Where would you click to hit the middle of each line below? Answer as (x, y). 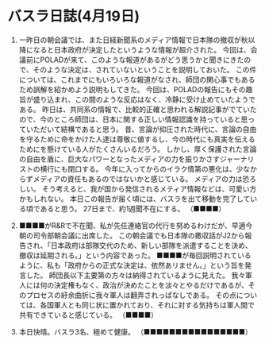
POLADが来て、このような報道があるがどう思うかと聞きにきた (142, 60)
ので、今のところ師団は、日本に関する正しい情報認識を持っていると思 (133, 119)
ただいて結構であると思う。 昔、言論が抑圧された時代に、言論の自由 (145, 129)
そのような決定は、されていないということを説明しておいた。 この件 (145, 69)
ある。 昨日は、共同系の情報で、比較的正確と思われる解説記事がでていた (138, 109)
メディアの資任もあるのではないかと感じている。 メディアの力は (138, 179)
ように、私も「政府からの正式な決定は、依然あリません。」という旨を (132, 265)
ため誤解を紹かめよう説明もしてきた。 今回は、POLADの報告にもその (132, 89)
